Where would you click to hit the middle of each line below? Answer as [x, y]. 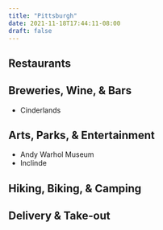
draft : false [30, 31]
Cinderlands [40, 110]
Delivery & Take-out [59, 216]
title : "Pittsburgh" [43, 16]
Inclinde [33, 163]
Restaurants [40, 63]
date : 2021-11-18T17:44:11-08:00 [65, 23]
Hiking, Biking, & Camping [75, 189]
